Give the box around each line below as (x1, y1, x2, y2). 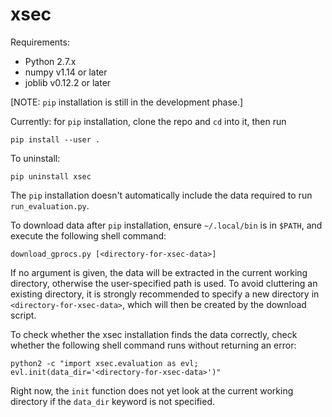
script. (10, 309, 37, 321)
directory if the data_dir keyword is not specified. (10, 395, 216, 407)
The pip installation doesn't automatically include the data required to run (10, 189, 313, 201)
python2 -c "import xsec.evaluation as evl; (10, 358, 199, 368)
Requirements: (10, 36, 70, 48)
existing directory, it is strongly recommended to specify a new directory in (10, 288, 320, 300)
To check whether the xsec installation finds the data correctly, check (10, 328, 298, 340)
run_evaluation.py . (10, 199, 90, 212)
